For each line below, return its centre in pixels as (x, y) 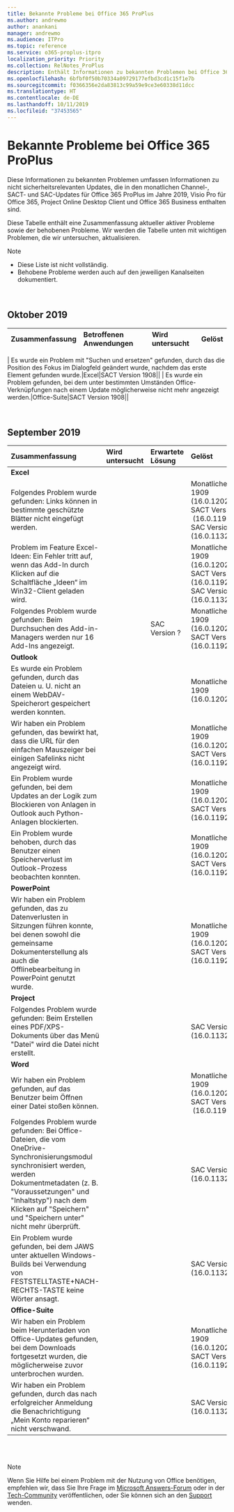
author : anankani (32, 27)
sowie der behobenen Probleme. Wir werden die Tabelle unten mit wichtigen (117, 230)
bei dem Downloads (43, 1348)
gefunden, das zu (39, 909)
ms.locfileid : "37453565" (45, 111)
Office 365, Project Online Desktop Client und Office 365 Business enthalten (117, 202)
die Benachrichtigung (46, 1412)
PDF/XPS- (47, 1027)
